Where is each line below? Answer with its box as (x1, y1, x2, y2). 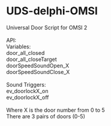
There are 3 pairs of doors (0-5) (6, 112, 86, 120)
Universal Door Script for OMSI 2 (6, 24, 88, 31)
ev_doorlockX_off (6, 94, 49, 101)
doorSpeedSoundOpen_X (6, 62, 70, 69)
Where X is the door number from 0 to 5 (6, 106, 105, 113)
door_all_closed (6, 49, 45, 56)
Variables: (6, 43, 31, 50)
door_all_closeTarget (6, 56, 57, 63)
